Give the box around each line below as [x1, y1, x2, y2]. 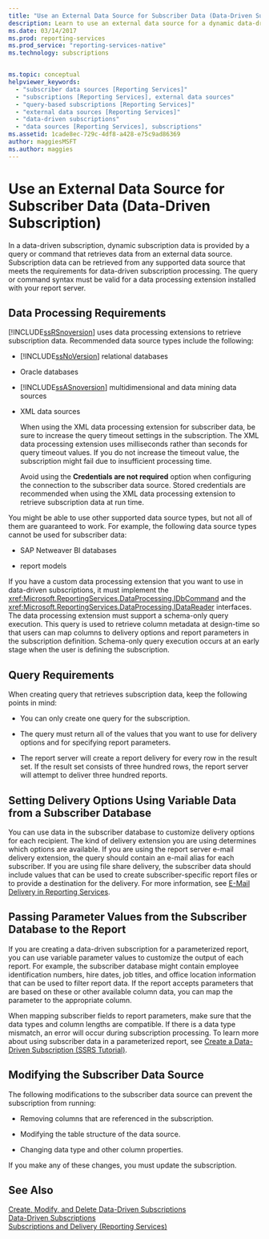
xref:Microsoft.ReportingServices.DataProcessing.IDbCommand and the [8, 594, 247, 603]
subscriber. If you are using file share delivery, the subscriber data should [8, 862, 251, 871]
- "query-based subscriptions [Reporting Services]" [15, 100, 195, 108]
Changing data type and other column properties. [19, 1144, 184, 1154]
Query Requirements [8, 668, 114, 682]
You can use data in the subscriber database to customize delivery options [8, 827, 255, 837]
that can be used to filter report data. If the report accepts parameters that [8, 978, 254, 988]
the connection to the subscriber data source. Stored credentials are [19, 481, 246, 490]
